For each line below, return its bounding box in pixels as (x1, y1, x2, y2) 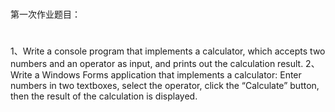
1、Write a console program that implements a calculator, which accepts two (10, 45, 326, 57)
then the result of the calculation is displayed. (10, 90, 198, 102)
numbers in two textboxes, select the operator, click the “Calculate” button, (10, 80, 320, 92)
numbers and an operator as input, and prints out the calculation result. (10, 58, 304, 70)
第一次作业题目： (10, 8, 81, 20)
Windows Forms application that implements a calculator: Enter (41, 69, 302, 81)
